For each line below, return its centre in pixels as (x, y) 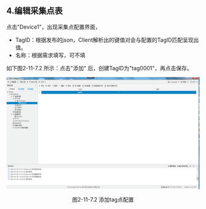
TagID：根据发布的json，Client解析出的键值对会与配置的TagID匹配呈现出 (107, 40)
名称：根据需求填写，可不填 (50, 55)
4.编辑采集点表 (35, 11)
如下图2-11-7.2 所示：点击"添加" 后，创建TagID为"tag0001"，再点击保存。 (99, 68)
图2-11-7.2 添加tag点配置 (103, 200)
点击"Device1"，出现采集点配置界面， (54, 27)
